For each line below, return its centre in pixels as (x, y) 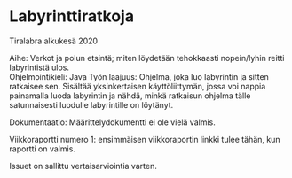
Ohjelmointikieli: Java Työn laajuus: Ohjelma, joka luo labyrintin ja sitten (139, 76)
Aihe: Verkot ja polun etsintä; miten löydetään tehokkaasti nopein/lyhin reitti (147, 58)
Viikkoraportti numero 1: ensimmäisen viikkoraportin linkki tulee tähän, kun (145, 139)
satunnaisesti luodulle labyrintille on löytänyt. (91, 104)
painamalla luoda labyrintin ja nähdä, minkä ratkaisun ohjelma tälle (130, 96)
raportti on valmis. (42, 149)
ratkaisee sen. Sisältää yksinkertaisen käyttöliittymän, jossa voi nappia (138, 86)
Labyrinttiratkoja (72, 16)
